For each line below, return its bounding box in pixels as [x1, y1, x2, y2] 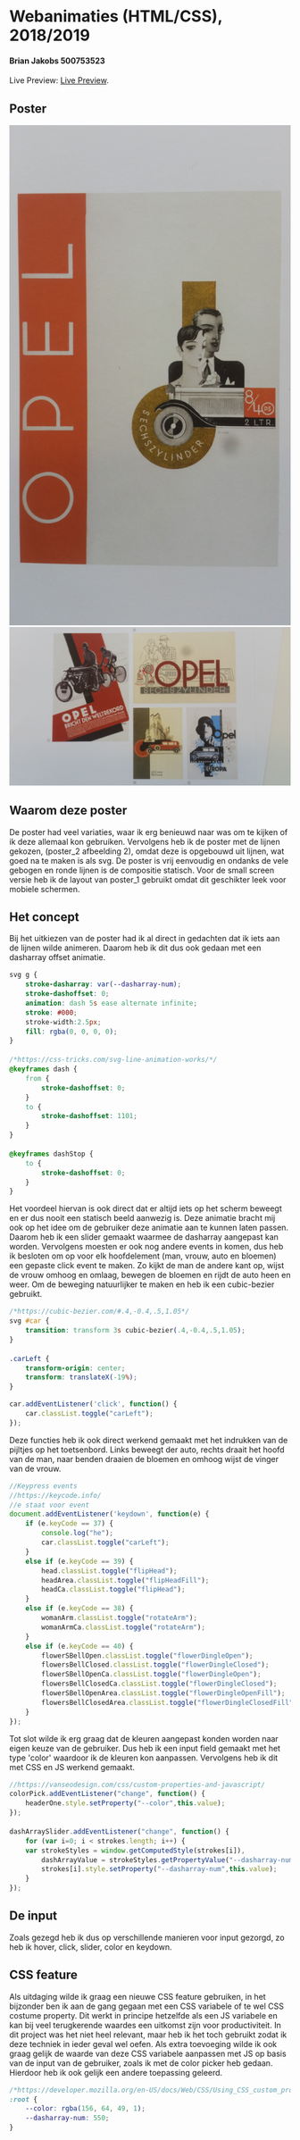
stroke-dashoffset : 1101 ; [41, 1112, 138, 1121]
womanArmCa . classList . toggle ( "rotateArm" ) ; [41, 1623, 205, 1632]
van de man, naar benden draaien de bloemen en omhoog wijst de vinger [9, 1453, 279, 1464]
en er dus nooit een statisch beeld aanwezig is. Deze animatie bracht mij [9, 1213, 276, 1224]
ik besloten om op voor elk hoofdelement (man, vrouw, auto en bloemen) [9, 1250, 277, 1261]
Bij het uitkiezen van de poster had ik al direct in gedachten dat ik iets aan [9, 933, 280, 944]
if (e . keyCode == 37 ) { [25, 1519, 114, 1528]
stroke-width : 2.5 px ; [25, 1017, 102, 1026]
